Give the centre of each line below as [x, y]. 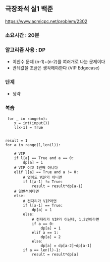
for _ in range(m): [27, 119]
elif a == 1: [45, 233]
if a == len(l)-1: [42, 250]
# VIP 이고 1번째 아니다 [36, 168]
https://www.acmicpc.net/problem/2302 [46, 21]
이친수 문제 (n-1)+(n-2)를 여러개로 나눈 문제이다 [59, 62]
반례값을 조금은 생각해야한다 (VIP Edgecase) [56, 68]
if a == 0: [43, 224]
